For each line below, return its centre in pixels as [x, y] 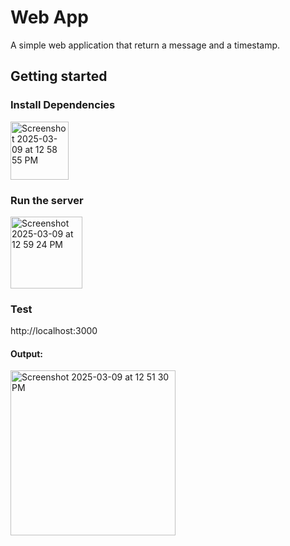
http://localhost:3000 [54, 331]
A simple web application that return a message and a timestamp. [145, 45]
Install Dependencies [63, 105]
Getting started [59, 76]
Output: [26, 353]
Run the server [47, 200]
